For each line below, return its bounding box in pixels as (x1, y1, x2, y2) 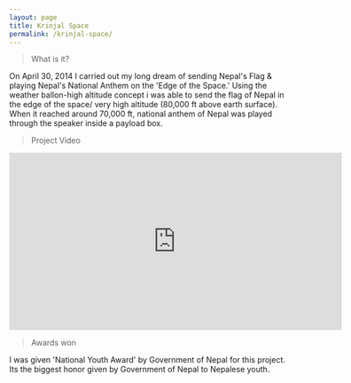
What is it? (30, 54, 70, 65)
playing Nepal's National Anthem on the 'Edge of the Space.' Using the (9, 81, 268, 91)
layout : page (9, 12, 58, 22)
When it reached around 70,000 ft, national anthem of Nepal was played (9, 108, 273, 120)
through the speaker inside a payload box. (9, 118, 164, 129)
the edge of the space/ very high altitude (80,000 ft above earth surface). (9, 99, 277, 110)
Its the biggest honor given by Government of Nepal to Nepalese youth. (9, 364, 270, 375)
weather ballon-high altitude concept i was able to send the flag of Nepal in (9, 90, 285, 100)
